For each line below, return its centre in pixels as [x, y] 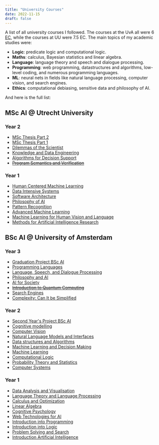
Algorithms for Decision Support [44, 158]
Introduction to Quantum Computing [48, 288]
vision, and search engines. [40, 83]
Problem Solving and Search [40, 432]
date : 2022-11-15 [23, 14]
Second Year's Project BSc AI [41, 321]
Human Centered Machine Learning [48, 186]
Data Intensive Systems [36, 191]
